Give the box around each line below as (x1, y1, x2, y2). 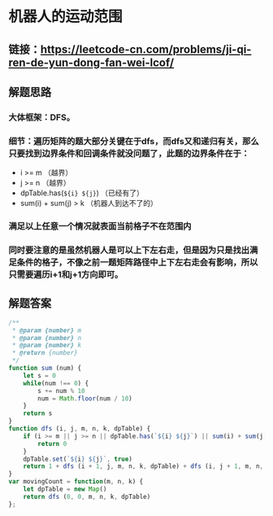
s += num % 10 (37, 387, 85, 395)
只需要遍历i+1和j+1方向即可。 (8, 269, 123, 281)
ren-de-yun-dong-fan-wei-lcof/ (8, 55, 175, 69)
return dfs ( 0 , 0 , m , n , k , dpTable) (23, 492, 151, 501)
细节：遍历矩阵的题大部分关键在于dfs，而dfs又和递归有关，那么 (8, 135, 260, 146)
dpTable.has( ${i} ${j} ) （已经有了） (19, 188, 144, 198)
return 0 (37, 439, 67, 448)
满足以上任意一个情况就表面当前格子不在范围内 (8, 221, 192, 232)
